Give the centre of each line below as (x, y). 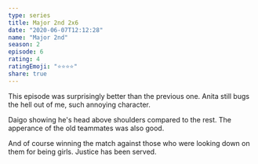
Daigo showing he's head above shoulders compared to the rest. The (120, 119)
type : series (29, 15)
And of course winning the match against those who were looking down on (129, 143)
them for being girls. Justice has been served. (82, 151)
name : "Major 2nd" (38, 37)
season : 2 (24, 45)
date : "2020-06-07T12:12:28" (56, 30)
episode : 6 (26, 52)
